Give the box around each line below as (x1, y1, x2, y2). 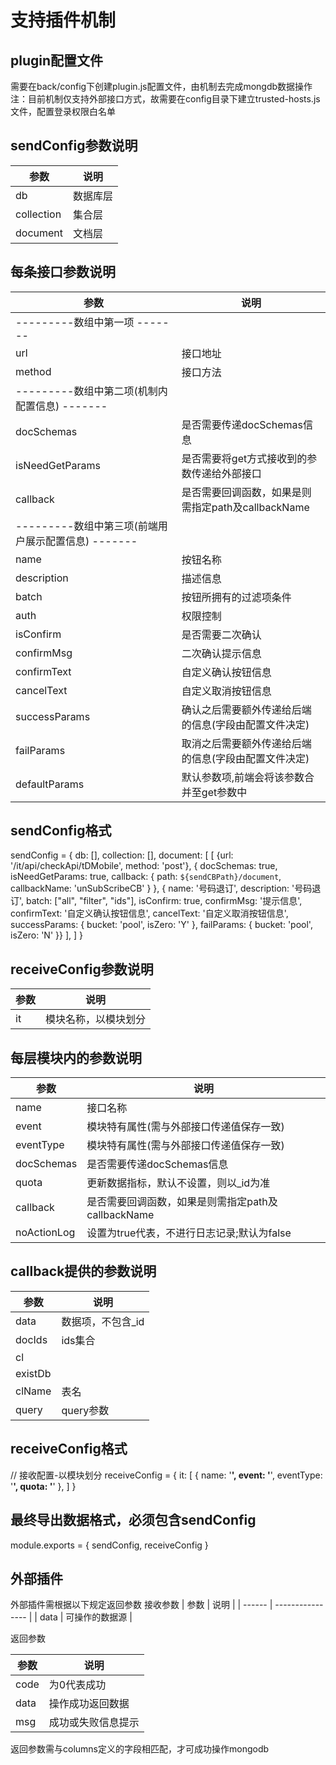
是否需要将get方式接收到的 (181, 451, 308, 465)
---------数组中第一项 (15, 315, 135, 329)
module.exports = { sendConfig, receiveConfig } (10, 1539, 209, 1551)
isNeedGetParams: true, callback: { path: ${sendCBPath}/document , (10, 871, 282, 883)
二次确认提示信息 (181, 646, 262, 660)
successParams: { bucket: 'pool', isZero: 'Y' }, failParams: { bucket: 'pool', (10, 919, 313, 931)
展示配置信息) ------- (25, 534, 138, 548)
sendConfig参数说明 (10, 137, 138, 155)
